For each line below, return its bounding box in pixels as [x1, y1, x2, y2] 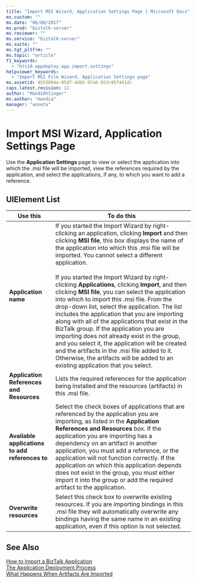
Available [9, 432, 36, 440]
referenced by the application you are [55, 410, 159, 418]
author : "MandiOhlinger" [6, 91, 67, 96]
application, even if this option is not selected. [55, 522, 182, 531]
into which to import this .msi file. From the [55, 295, 172, 303]
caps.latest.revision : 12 [6, 85, 69, 91]
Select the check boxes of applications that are [55, 403, 185, 411]
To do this [107, 212, 136, 220]
